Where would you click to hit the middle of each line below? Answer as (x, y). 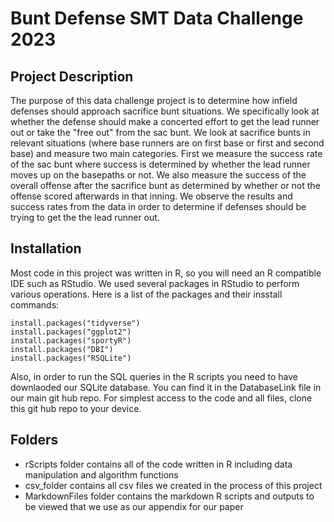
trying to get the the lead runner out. (85, 217)
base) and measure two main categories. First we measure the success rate (166, 153)
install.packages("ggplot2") (71, 332)
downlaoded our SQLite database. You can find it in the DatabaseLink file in (166, 387)
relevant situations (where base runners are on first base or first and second (167, 143)
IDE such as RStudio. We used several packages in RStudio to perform (155, 283)
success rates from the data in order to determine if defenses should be (158, 206)
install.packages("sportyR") (71, 340)
